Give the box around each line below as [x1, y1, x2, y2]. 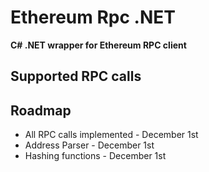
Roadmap [10, 102, 72, 119]
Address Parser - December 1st [24, 139, 155, 151]
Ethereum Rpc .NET [10, 6, 176, 29]
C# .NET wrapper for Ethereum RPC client [10, 39, 187, 51]
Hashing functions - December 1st [24, 150, 167, 162]
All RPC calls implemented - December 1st [24, 129, 199, 141]
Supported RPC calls [10, 68, 142, 85]
